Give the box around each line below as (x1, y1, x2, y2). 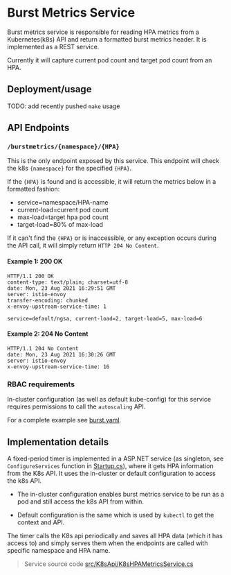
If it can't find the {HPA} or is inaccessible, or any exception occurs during (7, 234, 216, 242)
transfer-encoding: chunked (7, 297, 89, 304)
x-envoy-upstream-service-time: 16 (7, 363, 110, 370)
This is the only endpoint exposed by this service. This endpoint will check (7, 157, 220, 165)
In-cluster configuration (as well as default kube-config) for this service (7, 395, 212, 404)
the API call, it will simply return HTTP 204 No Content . (7, 241, 159, 250)
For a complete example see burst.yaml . (7, 416, 122, 424)
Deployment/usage (7, 83, 92, 95)
